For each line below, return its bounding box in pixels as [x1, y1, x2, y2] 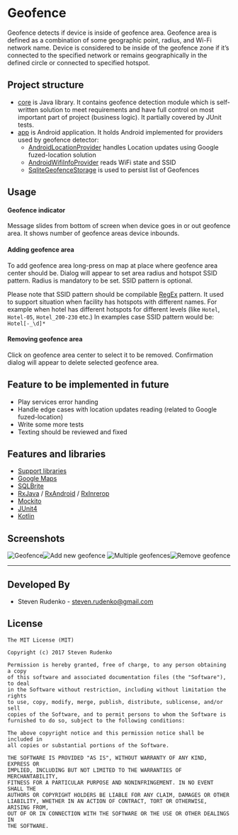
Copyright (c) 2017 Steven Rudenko [7, 649, 113, 656]
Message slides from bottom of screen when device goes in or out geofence [7, 222, 231, 230]
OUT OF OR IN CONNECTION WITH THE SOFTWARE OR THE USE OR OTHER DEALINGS [7, 810, 230, 817]
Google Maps [17, 475, 57, 483]
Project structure [7, 79, 84, 91]
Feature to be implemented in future [7, 379, 169, 391]
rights [7, 692, 27, 699]
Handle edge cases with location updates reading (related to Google [17, 405, 217, 414]
